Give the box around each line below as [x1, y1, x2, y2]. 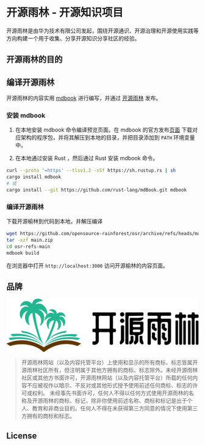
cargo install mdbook [6, 174, 62, 181]
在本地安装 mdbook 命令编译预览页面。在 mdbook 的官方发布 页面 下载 [15, 126, 193, 133]
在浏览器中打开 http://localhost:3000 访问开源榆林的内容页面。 [6, 261, 169, 269]
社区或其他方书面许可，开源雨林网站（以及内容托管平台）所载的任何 [21, 374, 193, 381]
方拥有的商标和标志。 [21, 413, 75, 420]
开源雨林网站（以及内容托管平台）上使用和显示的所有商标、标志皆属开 [21, 359, 198, 366]
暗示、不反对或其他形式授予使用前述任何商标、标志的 [59, 382, 193, 389]
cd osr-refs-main [6, 243, 51, 250]
